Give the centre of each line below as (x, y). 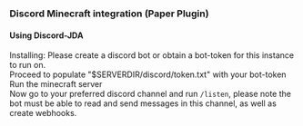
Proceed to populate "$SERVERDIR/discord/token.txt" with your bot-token (148, 74)
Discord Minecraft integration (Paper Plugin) (109, 14)
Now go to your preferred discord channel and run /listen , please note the (150, 94)
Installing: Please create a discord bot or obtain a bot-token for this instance (151, 55)
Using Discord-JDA (46, 35)
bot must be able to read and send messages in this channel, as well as (143, 103)
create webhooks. (43, 113)
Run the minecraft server (56, 84)
